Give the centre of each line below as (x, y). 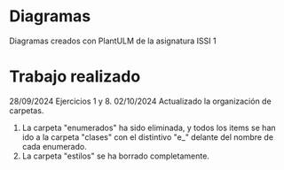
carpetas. (27, 110)
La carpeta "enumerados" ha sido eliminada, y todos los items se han (149, 127)
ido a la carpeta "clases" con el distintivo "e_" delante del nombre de (147, 137)
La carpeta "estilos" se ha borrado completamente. (116, 156)
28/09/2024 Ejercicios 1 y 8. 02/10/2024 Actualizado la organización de (141, 101)
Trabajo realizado (75, 77)
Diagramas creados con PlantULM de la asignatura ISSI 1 (113, 41)
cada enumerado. (54, 146)
